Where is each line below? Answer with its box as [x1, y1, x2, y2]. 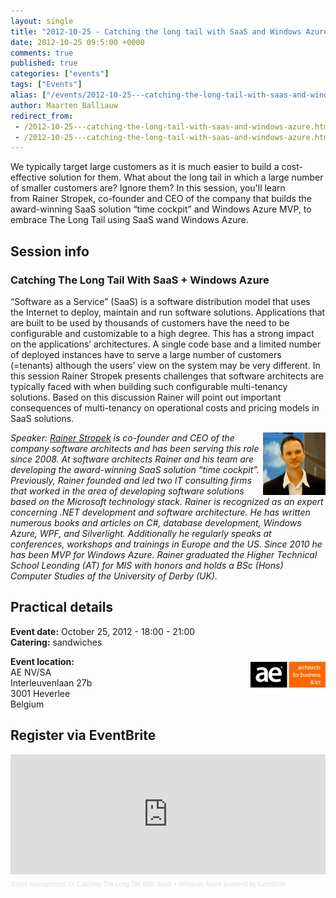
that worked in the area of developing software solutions [10, 485, 245, 497]
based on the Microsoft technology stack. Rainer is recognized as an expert [10, 495, 324, 507]
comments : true [10, 48, 74, 58]
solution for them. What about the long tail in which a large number [48, 171, 324, 184]
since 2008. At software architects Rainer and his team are [10, 453, 254, 465]
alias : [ [10, 90, 47, 100]
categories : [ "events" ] [10, 69, 110, 79]
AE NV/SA [10, 666, 52, 678]
